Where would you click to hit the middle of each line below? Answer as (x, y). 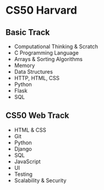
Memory (24, 65)
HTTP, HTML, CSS (37, 78)
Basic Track (28, 32)
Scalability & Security (40, 180)
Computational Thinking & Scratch (56, 46)
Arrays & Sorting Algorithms (48, 59)
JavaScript (27, 161)
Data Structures (33, 72)
